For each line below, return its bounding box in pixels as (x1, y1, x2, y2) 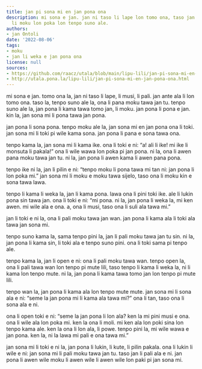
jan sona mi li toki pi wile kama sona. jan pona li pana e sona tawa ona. (6, 130, 181, 137)
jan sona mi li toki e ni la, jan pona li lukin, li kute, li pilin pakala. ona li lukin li (6, 344, 193, 351)
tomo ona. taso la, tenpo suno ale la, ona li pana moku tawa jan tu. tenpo (6, 99, 186, 106)
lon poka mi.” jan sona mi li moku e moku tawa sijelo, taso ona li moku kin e (6, 172, 192, 179)
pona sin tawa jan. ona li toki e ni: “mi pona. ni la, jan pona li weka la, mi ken (6, 197, 194, 204)
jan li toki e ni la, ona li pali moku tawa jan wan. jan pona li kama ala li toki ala (6, 215, 195, 222)
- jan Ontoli (6, 31, 39, 37)
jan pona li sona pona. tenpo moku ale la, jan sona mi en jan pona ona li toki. (6, 123, 194, 131)
